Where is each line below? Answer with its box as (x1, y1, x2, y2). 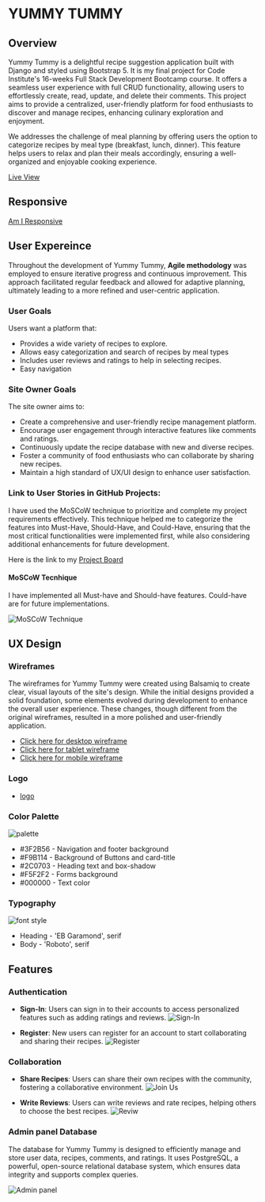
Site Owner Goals (8, 384, 77, 395)
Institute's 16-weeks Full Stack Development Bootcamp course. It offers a (8, 75, 248, 83)
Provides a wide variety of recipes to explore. (19, 339, 168, 348)
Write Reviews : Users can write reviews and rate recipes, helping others (19, 1098, 257, 1108)
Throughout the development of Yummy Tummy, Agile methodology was (8, 260, 248, 270)
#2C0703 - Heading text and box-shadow (19, 861, 157, 871)
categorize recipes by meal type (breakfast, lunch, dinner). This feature (8, 140, 241, 149)
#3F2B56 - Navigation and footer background (19, 844, 169, 853)
